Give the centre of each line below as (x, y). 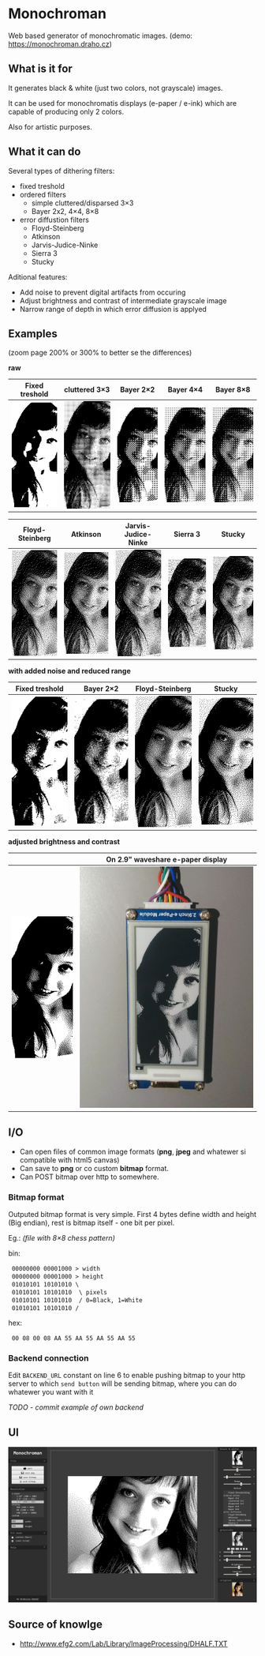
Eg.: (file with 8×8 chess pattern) (62, 1237)
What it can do (45, 152)
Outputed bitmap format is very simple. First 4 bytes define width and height (132, 1214)
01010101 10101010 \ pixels (60, 1292)
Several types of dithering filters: (62, 171)
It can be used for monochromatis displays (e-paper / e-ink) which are (123, 103)
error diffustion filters (54, 220)
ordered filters (43, 194)
